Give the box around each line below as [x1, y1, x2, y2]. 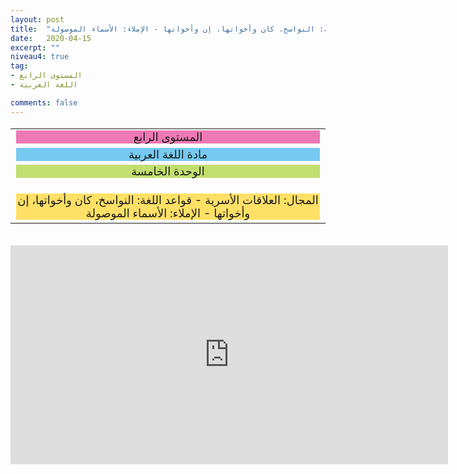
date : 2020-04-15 [10, 33, 92, 43]
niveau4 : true [10, 52, 70, 62]
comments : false [10, 97, 78, 108]
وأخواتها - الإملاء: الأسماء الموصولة [85, 206, 251, 221]
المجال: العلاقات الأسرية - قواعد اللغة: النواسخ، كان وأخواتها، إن [17, 193, 319, 208]
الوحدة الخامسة [131, 164, 205, 179]
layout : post [10, 14, 65, 25]
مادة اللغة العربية [128, 147, 208, 161]
